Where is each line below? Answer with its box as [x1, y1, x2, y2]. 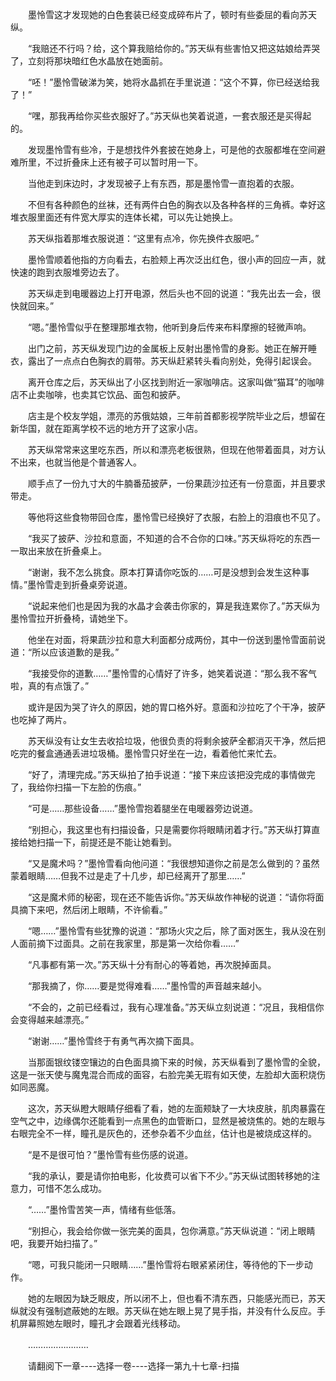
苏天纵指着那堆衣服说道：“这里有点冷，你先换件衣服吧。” [27, 233, 260, 244]
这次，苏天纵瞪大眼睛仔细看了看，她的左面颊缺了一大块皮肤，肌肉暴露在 [27, 1103, 326, 1114]
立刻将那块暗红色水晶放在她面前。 [27, 55, 168, 67]
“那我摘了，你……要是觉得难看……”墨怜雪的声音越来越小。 [27, 980, 267, 992]
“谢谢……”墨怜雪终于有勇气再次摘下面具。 [27, 1035, 200, 1047]
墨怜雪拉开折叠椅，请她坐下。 [10, 613, 133, 624]
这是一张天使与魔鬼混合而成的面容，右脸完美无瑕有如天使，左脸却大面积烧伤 [10, 1069, 326, 1080]
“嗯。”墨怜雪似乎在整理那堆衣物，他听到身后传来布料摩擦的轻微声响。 [27, 321, 312, 333]
